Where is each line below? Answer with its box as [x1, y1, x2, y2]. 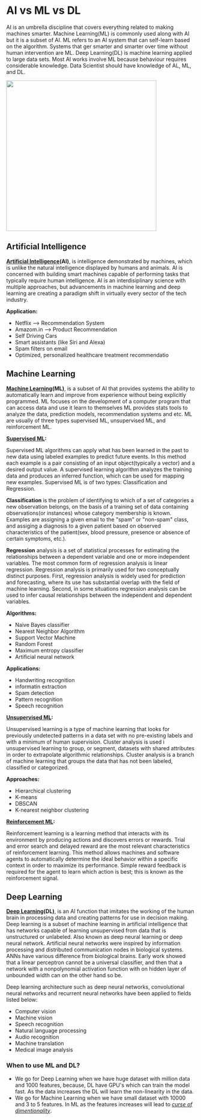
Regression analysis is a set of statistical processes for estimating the [6, 546, 179, 554]
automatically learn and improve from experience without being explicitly [6, 391, 187, 398]
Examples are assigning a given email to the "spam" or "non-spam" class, [6, 515, 189, 523]
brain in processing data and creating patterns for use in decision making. [6, 914, 189, 921]
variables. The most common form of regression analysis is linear [6, 559, 168, 567]
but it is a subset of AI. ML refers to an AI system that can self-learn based [6, 36, 190, 43]
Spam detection [14, 689, 55, 696]
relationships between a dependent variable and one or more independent [6, 553, 190, 560]
